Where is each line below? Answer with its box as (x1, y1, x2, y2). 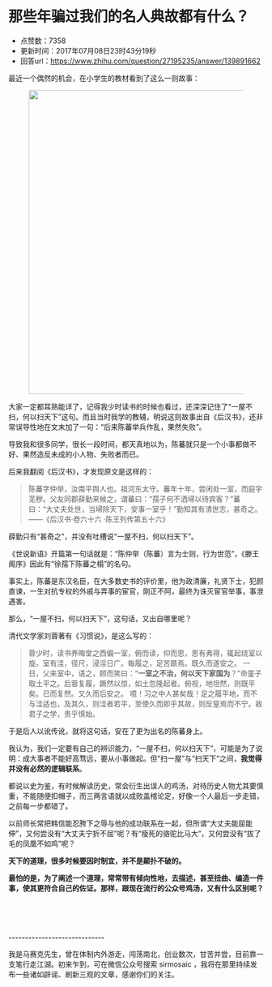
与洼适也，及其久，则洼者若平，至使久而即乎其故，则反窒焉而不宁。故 (28, 698, 263, 708)
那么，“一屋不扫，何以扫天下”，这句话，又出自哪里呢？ (8, 613, 193, 623)
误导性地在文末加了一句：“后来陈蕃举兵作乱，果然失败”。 (15, 422, 206, 431)
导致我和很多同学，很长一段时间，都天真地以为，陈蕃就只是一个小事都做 (8, 439, 249, 448)
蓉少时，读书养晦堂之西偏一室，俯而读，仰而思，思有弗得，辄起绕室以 (28, 648, 263, 658)
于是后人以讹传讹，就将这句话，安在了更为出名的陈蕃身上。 (8, 726, 207, 736)
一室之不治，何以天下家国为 (137, 668, 231, 678)
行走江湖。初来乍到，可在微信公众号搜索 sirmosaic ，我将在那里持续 (22, 959, 251, 969)
